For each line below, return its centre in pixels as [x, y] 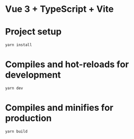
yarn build [16, 132]
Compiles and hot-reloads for [67, 65]
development [33, 75]
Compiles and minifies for [59, 108]
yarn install [19, 45]
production [29, 118]
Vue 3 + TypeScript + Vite [60, 9]
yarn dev [14, 88]
